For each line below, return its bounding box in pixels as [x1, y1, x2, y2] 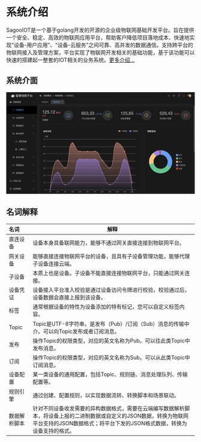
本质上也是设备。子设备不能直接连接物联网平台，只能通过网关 [32, 269, 185, 276]
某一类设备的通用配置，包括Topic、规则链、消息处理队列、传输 [32, 371, 188, 378]
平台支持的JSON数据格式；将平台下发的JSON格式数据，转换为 [32, 419, 187, 426]
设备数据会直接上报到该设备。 [32, 294, 106, 301]
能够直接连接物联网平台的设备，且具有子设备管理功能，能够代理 [32, 252, 190, 260]
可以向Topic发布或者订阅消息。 [42, 327, 120, 335]
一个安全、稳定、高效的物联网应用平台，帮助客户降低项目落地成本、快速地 [6, 33, 190, 41]
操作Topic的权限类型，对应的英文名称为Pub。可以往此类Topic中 [32, 337, 190, 344]
